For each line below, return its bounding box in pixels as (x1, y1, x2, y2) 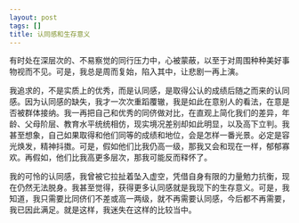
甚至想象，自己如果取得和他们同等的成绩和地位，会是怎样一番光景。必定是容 (9, 130, 290, 141)
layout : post (9, 12, 58, 22)
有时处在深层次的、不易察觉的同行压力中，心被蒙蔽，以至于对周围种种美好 (9, 55, 282, 66)
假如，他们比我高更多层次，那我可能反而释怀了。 (32, 153, 212, 163)
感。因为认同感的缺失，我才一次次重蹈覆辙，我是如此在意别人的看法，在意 (9, 96, 282, 107)
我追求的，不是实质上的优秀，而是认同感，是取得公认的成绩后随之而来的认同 (9, 86, 290, 96)
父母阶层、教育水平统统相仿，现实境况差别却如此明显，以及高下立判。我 (24, 119, 290, 129)
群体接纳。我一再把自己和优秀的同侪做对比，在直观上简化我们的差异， (24, 108, 282, 119)
